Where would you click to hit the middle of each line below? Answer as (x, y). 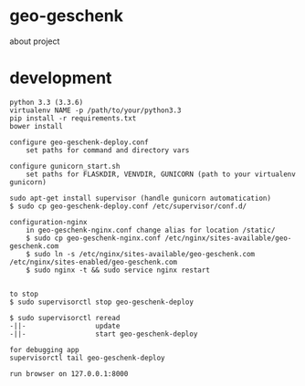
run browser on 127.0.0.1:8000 (69, 374)
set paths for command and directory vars (108, 150)
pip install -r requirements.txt (73, 118)
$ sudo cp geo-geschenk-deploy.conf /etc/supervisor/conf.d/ (128, 206)
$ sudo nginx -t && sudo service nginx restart (118, 270)
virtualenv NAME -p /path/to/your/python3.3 (95, 110)
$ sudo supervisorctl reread (65, 318)
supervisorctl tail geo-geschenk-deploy (88, 358)
